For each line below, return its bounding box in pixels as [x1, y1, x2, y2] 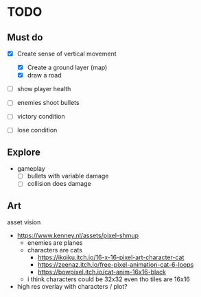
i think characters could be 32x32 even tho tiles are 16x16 [27, 275, 191, 283]
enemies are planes [27, 239, 83, 247]
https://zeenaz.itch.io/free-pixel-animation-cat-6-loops [37, 261, 194, 269]
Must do [7, 32, 43, 43]
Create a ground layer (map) [27, 63, 108, 72]
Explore [7, 146, 41, 158]
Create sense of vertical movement [16, 49, 117, 58]
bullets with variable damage [27, 172, 109, 180]
